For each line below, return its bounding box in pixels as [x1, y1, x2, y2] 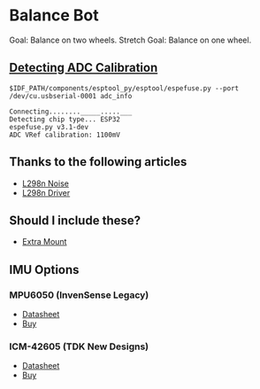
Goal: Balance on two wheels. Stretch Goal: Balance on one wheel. [9, 35, 252, 45]
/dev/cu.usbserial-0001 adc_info [9, 91, 133, 100]
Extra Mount [21, 237, 67, 247]
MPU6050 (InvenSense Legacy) [9, 289, 149, 301]
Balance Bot [9, 5, 99, 26]
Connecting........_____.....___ [9, 107, 133, 116]
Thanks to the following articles [9, 154, 187, 169]
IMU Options [9, 262, 80, 277]
